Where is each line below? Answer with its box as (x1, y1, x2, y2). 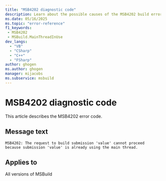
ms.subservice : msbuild (5, 76, 54, 81)
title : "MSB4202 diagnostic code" (5, 7, 77, 12)
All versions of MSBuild (5, 171, 53, 177)
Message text (5, 127, 48, 136)
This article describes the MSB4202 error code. (5, 113, 102, 119)
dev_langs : (5, 39, 28, 44)
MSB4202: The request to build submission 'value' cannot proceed (5, 141, 145, 146)
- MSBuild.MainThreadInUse (7, 35, 63, 40)
